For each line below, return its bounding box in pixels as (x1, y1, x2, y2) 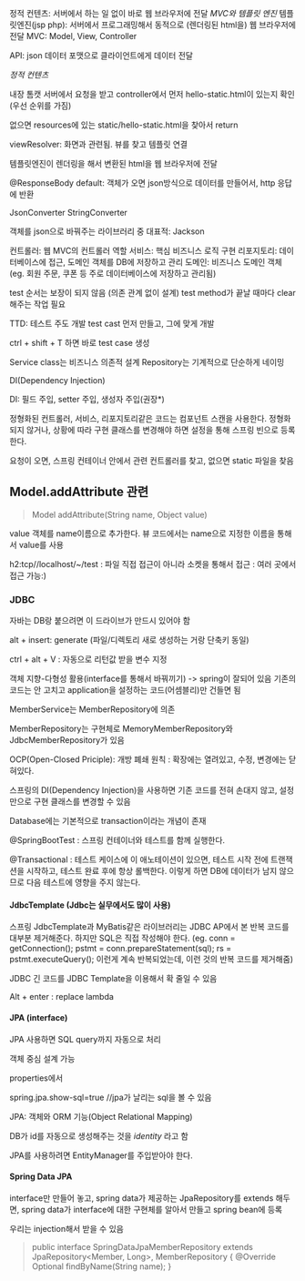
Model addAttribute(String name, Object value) (31, 509, 208, 520)
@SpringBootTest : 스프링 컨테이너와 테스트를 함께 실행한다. (9, 835, 226, 846)
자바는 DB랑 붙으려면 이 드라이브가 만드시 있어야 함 (9, 615, 191, 626)
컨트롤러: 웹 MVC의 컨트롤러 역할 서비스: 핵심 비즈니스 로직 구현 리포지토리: (9, 245, 278, 256)
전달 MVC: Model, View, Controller (9, 31, 137, 41)
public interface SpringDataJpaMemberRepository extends (31, 1241, 253, 1252)
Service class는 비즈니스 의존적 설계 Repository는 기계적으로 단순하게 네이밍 (9, 357, 285, 367)
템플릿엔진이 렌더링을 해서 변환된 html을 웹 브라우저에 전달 (9, 158, 219, 168)
